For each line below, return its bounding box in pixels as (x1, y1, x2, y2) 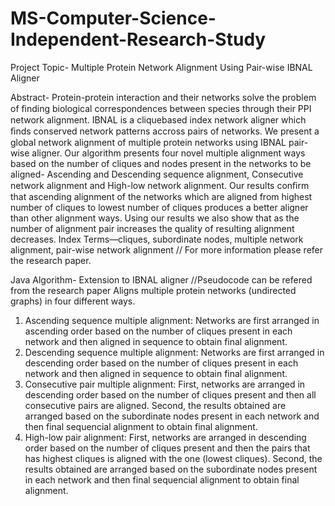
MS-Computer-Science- (10, 7, 217, 30)
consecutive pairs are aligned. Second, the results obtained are (24, 399, 287, 411)
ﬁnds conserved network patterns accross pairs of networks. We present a (10, 125, 320, 137)
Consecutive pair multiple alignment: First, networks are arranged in (24, 378, 306, 390)
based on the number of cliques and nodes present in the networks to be (10, 157, 312, 169)
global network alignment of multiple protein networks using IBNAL (10, 136, 287, 148)
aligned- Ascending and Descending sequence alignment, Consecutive (10, 168, 304, 180)
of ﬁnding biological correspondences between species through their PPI (10, 102, 312, 114)
